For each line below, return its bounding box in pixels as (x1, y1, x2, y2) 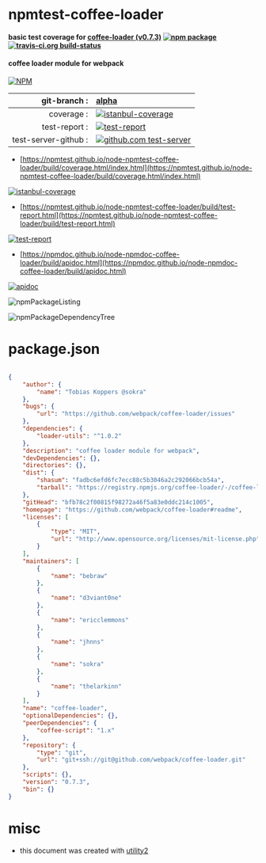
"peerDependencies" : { (22, 719, 97, 728)
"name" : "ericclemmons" (50, 616, 129, 624)
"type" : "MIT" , (50, 528, 101, 536)
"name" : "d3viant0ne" (50, 594, 123, 603)
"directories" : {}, (22, 462, 87, 470)
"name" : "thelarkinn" (50, 682, 123, 690)
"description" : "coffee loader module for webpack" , (22, 447, 200, 454)
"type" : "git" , (36, 748, 87, 757)
